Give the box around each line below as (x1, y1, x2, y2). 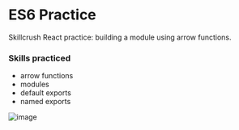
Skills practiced (8, 52, 71, 64)
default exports (19, 88, 71, 98)
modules (19, 79, 50, 90)
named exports (19, 97, 71, 107)
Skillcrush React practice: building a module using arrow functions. (8, 32, 233, 42)
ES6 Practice (8, 6, 97, 24)
